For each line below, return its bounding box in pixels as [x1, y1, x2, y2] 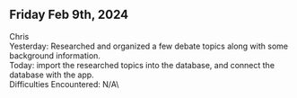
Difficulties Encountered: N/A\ [9, 78, 119, 89]
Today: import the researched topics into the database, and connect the [9, 59, 275, 70]
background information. [9, 49, 101, 61]
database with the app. [9, 69, 94, 80]
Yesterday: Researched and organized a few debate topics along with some [9, 40, 289, 51]
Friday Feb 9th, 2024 [9, 7, 129, 22]
